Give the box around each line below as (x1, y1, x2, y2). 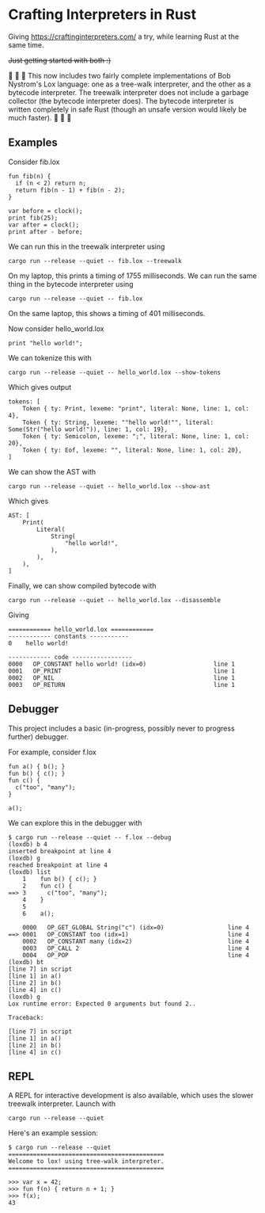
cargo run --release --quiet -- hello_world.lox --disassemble (8, 596, 221, 604)
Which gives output (8, 382, 72, 391)
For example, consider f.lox (8, 747, 97, 757)
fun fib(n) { (8, 172, 51, 180)
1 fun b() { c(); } (22, 875, 97, 883)
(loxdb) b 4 (8, 840, 47, 849)
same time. (8, 40, 45, 49)
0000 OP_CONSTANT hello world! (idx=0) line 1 (8, 660, 236, 668)
